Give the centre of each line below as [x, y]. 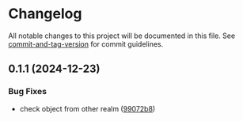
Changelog [45, 14]
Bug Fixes [28, 92]
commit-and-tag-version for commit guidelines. [86, 43]
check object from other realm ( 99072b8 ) [87, 108]
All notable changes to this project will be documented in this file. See [122, 36]
